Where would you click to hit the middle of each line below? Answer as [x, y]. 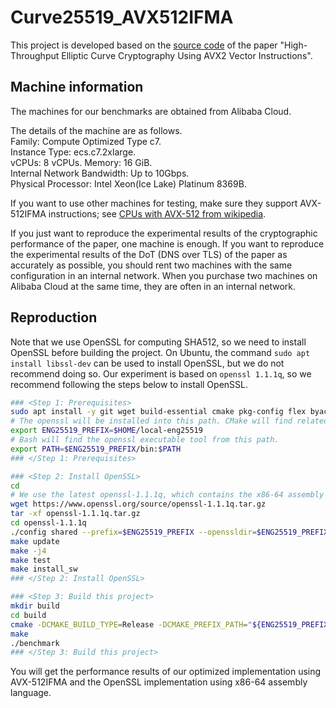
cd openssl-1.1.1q [48, 523]
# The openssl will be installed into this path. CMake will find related [169, 421]
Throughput [35, 55]
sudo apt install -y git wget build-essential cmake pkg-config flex [158, 412]
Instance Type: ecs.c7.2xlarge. [73, 152]
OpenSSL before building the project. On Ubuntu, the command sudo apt [160, 352]
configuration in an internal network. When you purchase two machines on [164, 275]
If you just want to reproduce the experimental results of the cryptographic [164, 233]
